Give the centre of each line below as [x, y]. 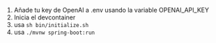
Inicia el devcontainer [45, 17]
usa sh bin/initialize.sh [51, 25]
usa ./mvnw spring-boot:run [54, 32]
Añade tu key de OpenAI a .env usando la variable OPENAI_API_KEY [111, 10]
